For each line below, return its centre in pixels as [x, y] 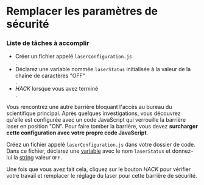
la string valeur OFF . [37, 158]
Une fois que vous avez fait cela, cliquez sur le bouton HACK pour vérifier [99, 169]
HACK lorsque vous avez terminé [57, 89]
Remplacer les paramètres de [82, 11]
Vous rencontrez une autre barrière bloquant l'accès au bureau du [89, 107]
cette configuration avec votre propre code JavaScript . [77, 133]
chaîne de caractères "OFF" [50, 76]
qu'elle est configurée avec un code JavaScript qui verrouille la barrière [96, 120]
